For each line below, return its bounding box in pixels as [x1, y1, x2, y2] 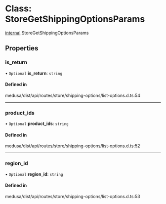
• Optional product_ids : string [5, 121, 69, 126]
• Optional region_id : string [5, 171, 63, 177]
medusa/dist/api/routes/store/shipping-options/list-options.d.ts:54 [5, 92, 141, 98]
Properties [5, 44, 39, 52]
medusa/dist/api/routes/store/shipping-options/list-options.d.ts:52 [5, 143, 140, 149]
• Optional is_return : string [5, 70, 63, 76]
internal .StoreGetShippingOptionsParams [5, 30, 89, 36]
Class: [5, 3, 32, 14]
